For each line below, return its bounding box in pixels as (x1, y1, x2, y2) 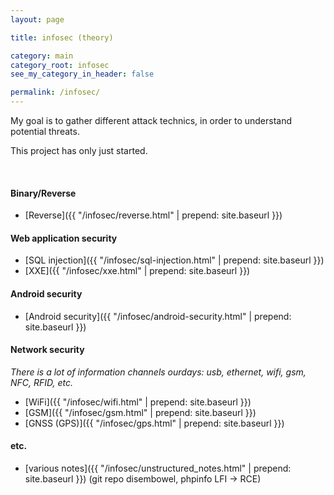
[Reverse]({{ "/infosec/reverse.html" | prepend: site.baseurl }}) (24, 209, 283, 221)
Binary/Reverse (10, 187, 77, 199)
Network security (10, 344, 85, 356)
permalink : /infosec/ (10, 87, 101, 98)
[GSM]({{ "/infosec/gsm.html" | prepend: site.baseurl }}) (24, 406, 257, 418)
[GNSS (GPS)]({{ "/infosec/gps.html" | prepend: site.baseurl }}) (24, 417, 285, 429)
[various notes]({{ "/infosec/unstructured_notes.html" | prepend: (24, 462, 292, 475)
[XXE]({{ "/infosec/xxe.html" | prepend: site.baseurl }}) (24, 265, 251, 277)
